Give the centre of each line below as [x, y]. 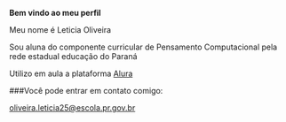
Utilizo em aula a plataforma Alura [71, 73]
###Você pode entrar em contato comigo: [86, 91]
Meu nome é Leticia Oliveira [60, 30]
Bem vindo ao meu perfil [55, 13]
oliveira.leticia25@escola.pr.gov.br [72, 108]
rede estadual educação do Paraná [73, 56]
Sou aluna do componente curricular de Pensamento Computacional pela [143, 47]
